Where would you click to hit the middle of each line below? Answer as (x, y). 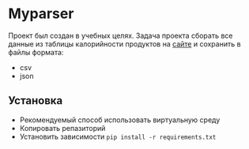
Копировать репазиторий (62, 128)
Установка (36, 101)
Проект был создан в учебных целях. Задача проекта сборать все (121, 35)
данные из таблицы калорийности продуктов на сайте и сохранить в (124, 43)
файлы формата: (36, 52)
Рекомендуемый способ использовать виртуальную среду (120, 120)
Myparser (41, 14)
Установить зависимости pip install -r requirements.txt (118, 136)
